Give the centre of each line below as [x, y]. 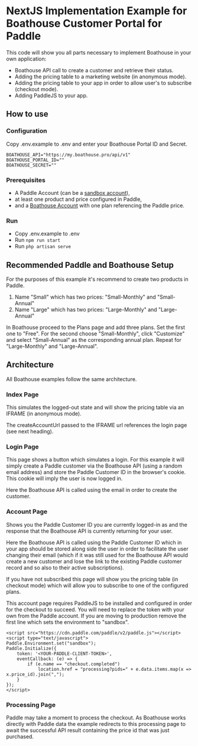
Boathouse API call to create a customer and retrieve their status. [94, 70]
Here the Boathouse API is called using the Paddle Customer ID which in [94, 542]
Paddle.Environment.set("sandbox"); [51, 643]
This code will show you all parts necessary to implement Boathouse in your [99, 52]
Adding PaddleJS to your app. [51, 95]
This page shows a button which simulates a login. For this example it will [95, 460]
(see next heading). [30, 431]
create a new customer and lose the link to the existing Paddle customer [94, 561]
